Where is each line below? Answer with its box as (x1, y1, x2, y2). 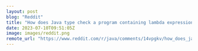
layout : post (6, 8, 38, 15)
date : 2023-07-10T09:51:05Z (6, 25, 75, 31)
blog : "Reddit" (6, 14, 44, 20)
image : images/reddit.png (6, 30, 70, 36)
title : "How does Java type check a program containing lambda (6, 19, 165, 25)
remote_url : (6, 36, 35, 42)
